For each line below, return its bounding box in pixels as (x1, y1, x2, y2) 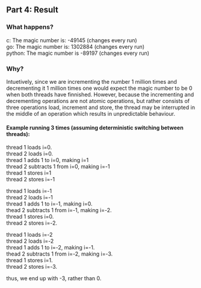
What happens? (6, 23, 54, 31)
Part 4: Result (6, 5, 58, 15)
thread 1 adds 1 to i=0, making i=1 (6, 157, 89, 164)
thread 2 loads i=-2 (6, 237, 54, 245)
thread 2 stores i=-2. (6, 219, 57, 227)
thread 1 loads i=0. (6, 144, 52, 151)
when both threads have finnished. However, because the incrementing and (6, 90, 194, 98)
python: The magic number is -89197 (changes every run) (6, 49, 149, 57)
